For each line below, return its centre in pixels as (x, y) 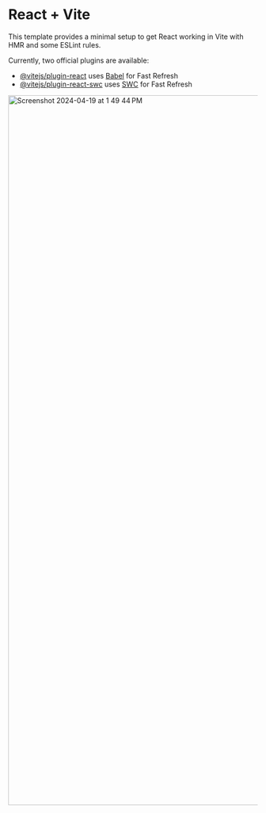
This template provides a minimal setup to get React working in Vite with (126, 36)
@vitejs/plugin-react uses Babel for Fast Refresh (99, 75)
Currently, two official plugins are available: (79, 60)
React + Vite (49, 15)
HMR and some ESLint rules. (55, 44)
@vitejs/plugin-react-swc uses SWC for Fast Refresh (106, 84)
